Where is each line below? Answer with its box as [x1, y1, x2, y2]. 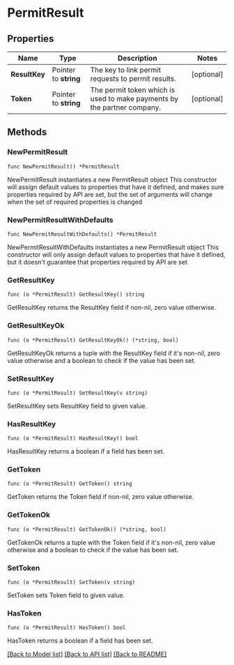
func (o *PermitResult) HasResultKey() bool [7, 435, 139, 442]
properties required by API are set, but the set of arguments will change [7, 190, 213, 198]
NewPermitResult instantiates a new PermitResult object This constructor [7, 175, 217, 184]
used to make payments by [90, 94, 179, 103]
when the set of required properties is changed [7, 197, 143, 206]
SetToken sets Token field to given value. [7, 591, 125, 599]
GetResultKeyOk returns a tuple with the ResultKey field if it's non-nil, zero [7, 349, 221, 357]
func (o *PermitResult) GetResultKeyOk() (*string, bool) [7, 336, 179, 343]
